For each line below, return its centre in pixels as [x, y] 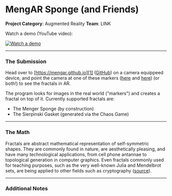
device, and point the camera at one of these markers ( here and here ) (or [82, 78]
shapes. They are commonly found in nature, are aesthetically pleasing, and [85, 149]
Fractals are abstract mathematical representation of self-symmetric [77, 143]
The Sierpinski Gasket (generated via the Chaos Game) [71, 114]
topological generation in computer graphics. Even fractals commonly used [85, 160]
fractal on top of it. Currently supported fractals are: [60, 99]
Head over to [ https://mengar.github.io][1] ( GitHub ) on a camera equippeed [84, 73]
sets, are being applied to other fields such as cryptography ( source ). [79, 170]
